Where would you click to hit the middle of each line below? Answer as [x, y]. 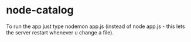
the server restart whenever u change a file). [60, 32]
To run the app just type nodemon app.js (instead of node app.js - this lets [96, 26]
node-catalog [40, 10]
